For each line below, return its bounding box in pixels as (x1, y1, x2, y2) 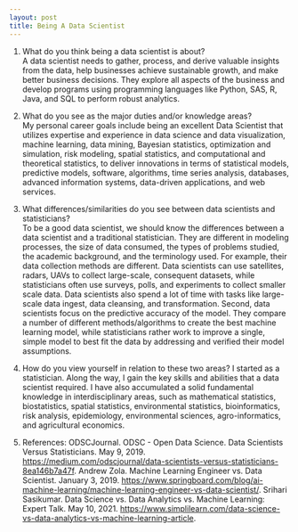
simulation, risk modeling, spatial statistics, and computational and (21, 148, 266, 159)
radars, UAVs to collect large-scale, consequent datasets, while (21, 269, 255, 281)
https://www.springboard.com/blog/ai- (121, 474, 264, 486)
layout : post (9, 12, 58, 22)
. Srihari (258, 484, 287, 495)
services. (21, 186, 56, 197)
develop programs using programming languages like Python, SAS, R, (21, 84, 278, 94)
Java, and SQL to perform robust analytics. (21, 93, 181, 103)
